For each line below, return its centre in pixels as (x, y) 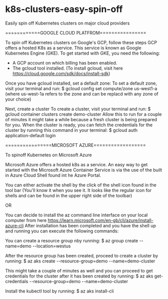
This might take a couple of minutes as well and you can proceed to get (79, 270)
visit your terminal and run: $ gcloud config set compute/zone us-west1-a (81, 88)
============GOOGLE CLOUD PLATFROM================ (76, 33)
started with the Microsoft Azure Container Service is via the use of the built (84, 170)
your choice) (18, 99)
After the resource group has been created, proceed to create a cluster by (82, 255)
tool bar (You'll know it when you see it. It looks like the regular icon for (78, 190)
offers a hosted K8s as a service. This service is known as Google (73, 48)
